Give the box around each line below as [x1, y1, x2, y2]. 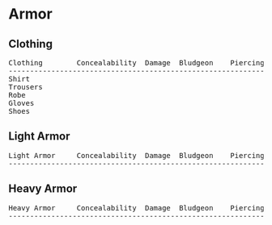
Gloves [8, 98, 35, 107]
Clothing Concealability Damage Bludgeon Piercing [8, 58, 265, 67]
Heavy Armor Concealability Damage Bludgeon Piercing [8, 203, 265, 212]
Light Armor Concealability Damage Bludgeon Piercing [8, 151, 265, 160]
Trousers [8, 82, 43, 91]
